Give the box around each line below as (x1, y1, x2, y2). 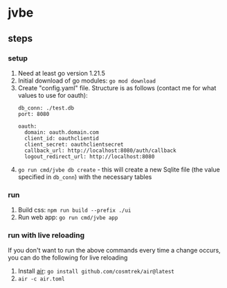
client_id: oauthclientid (24, 135, 99, 142)
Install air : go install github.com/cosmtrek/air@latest (17, 267, 175, 276)
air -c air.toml (17, 276, 65, 282)
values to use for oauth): (17, 91, 89, 99)
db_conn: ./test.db (17, 104, 75, 112)
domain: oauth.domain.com (24, 128, 99, 136)
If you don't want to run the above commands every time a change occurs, (8, 246, 221, 255)
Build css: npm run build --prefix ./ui (17, 206, 131, 214)
